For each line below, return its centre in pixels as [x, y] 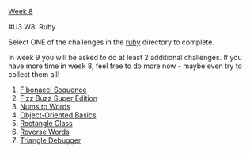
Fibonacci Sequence [53, 90]
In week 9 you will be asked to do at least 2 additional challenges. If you [125, 57]
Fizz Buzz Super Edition [58, 98]
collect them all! [34, 74]
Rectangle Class [46, 123]
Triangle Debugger [50, 140]
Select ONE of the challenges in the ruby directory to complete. [112, 42]
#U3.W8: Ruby [32, 27]
